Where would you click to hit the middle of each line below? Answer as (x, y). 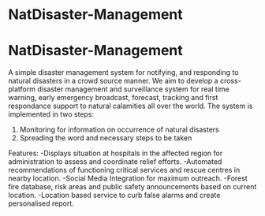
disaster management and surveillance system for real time (133, 89)
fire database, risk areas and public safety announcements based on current (132, 187)
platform (22, 89)
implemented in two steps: (51, 114)
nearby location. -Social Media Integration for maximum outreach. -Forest (128, 178)
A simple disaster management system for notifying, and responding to (123, 73)
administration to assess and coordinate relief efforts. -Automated (115, 162)
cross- (231, 81)
